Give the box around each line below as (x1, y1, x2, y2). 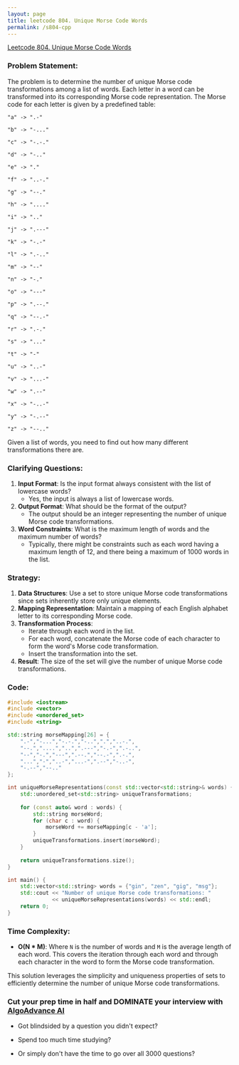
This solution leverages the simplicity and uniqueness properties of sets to (7, 972, 225, 980)
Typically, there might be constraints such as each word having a (28, 539, 219, 549)
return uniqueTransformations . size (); (20, 856, 135, 864)
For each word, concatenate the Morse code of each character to (28, 635, 221, 643)
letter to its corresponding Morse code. (17, 612, 133, 620)
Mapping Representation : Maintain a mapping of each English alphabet (17, 604, 228, 613)
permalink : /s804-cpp (7, 24, 72, 31)
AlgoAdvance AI (7, 1006, 65, 1016)
